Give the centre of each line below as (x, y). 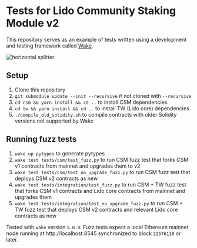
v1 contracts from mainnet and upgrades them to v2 (77, 166)
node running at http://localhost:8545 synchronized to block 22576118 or (94, 233)
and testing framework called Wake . (50, 46)
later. (12, 239)
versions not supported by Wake (54, 121)
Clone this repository (40, 90)
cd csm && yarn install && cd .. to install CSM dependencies (91, 102)
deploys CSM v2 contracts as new (56, 178)
